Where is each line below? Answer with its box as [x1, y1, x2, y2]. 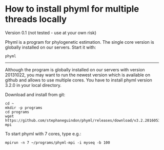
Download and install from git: [5, 91, 65, 98]
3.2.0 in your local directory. [5, 82, 62, 88]
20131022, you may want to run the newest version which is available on [5, 72, 150, 78]
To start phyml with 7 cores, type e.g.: [5, 131, 82, 136]
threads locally [5, 14, 67, 25]
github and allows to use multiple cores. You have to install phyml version [5, 77, 152, 83]
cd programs [5, 109, 29, 115]
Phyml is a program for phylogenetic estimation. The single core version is [5, 39, 155, 45]
